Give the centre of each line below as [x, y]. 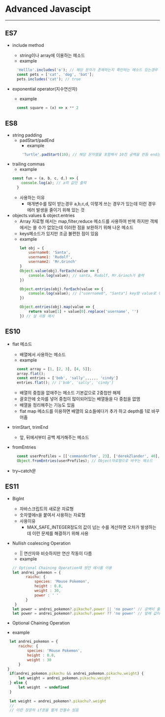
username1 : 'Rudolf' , [51, 257]
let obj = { [32, 248]
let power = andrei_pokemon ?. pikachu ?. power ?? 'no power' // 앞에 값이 [86, 614]
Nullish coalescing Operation [41, 543]
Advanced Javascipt [48, 9]
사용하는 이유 [32, 197]
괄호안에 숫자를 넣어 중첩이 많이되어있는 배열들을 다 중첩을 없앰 [80, 399]
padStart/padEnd [37, 140]
